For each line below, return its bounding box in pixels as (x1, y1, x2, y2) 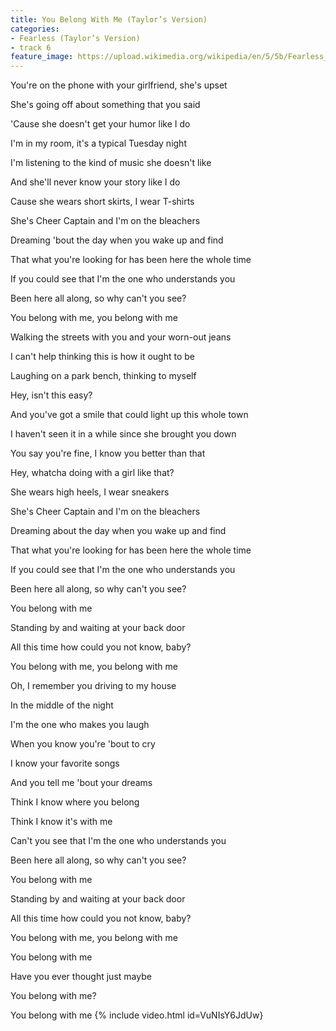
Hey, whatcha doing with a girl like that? (10, 467, 175, 479)
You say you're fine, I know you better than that (10, 447, 206, 460)
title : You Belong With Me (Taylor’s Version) (10, 14, 208, 25)
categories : (10, 24, 60, 34)
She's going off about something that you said (10, 99, 201, 111)
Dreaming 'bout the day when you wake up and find (10, 234, 224, 246)
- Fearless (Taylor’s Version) (10, 33, 141, 43)
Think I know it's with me (10, 816, 113, 828)
